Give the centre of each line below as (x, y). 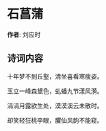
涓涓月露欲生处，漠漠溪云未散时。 (55, 105)
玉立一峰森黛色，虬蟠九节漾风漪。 (55, 91)
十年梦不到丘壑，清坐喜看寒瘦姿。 (55, 76)
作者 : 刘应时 (24, 34)
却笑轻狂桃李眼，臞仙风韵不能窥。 (55, 120)
